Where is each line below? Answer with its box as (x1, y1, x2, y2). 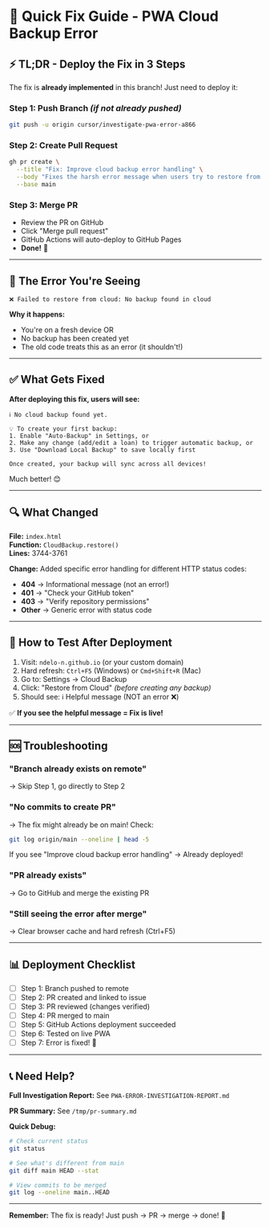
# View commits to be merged (9, 1181, 107, 1189)
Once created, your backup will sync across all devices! (9, 459, 207, 468)
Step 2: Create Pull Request (9, 140, 119, 151)
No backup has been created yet (20, 333, 129, 344)
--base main (16, 181, 57, 189)
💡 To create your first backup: (9, 425, 118, 433)
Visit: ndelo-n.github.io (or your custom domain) (20, 657, 184, 667)
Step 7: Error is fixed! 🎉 (20, 1038, 97, 1047)
